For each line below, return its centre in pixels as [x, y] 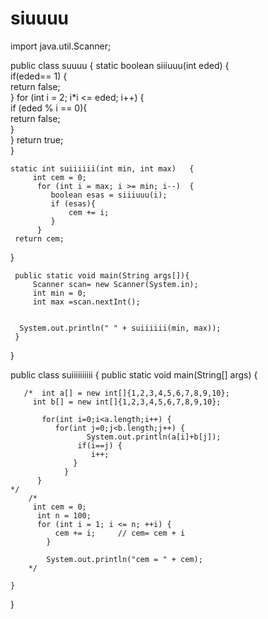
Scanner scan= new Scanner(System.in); [115, 284]
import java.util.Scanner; [61, 46]
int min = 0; [59, 293]
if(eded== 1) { [39, 76]
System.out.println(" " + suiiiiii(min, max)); [120, 328]
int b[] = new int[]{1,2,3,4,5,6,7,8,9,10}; [127, 402]
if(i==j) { [100, 445]
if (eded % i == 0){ [49, 108]
